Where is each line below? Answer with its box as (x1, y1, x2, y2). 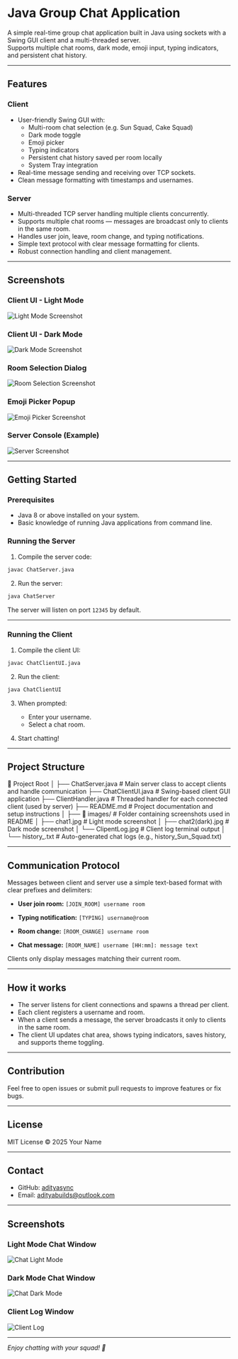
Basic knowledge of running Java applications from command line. (17, 518, 212, 527)
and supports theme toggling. (17, 1038, 104, 1047)
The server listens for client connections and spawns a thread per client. (17, 1001, 229, 1009)
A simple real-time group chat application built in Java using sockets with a (7, 28, 227, 37)
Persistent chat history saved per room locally (28, 153, 163, 161)
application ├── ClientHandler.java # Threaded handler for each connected (7, 795, 228, 803)
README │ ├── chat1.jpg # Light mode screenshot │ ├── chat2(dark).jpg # (7, 817, 229, 826)
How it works (7, 982, 67, 994)
